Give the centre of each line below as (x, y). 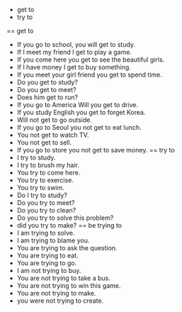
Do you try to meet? (46, 203)
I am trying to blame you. (53, 240)
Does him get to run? (47, 97)
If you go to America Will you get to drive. (78, 105)
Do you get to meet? (46, 90)
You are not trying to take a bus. (63, 278)
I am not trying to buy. (49, 271)
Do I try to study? (42, 195)
